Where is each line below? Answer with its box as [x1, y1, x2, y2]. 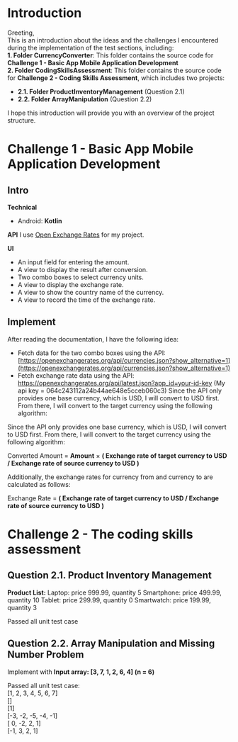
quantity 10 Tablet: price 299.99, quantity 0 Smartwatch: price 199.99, [7, 595, 211, 604]
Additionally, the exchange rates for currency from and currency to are [7, 473, 214, 481]
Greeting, [7, 28, 35, 37]
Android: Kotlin [17, 216, 62, 225]
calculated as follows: [7, 480, 71, 488]
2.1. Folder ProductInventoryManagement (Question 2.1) [17, 87, 186, 96]
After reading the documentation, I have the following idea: [7, 335, 179, 343]
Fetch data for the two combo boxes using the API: [17, 349, 166, 357]
